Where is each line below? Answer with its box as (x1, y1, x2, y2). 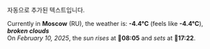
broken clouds (7, 27, 50, 35)
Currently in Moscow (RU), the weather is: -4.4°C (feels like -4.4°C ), (7, 20, 204, 27)
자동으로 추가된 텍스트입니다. (7, 6, 85, 14)
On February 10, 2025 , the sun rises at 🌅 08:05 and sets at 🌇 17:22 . (7, 34, 195, 42)
